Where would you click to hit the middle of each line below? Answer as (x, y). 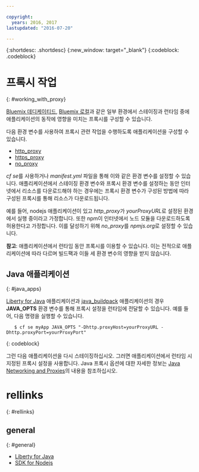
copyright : (20, 17)
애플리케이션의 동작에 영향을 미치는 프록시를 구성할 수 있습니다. (80, 119)
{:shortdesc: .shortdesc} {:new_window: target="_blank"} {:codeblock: (93, 50)
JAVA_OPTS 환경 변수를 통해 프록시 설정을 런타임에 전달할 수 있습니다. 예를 (94, 309)
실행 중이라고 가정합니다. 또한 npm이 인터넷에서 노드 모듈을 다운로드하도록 (104, 219)
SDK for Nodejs (34, 462)
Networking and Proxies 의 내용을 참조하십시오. (62, 371)
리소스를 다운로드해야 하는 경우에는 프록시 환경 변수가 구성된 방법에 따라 (105, 191)
